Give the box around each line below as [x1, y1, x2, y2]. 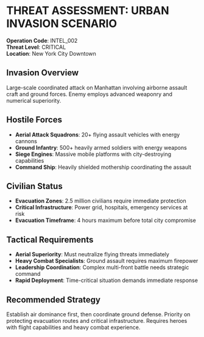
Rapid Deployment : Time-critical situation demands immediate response [15, 276, 198, 284]
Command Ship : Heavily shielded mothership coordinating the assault [15, 163, 192, 171]
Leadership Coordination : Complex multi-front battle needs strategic [15, 264, 189, 271]
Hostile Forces [6, 114, 63, 125]
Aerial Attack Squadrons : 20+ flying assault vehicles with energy [15, 131, 180, 138]
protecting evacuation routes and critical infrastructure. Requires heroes [6, 317, 188, 324]
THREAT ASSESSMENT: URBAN [6, 4, 169, 18]
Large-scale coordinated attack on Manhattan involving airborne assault [6, 84, 188, 91]
